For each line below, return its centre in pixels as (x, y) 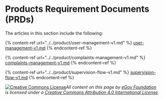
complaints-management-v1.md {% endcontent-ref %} (61, 63)
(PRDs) (20, 19)
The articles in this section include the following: (54, 33)
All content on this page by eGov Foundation (111, 87)
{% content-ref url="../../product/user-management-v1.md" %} (69, 42)
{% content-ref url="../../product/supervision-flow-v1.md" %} (67, 72)
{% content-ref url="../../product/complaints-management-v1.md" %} (75, 57)
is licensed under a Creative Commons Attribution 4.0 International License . (82, 92)
